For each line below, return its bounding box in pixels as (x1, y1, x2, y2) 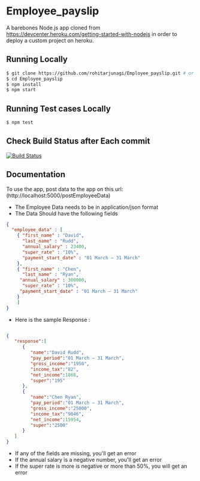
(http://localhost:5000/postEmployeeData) (6, 192, 111, 199)
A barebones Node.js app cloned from (6, 24, 101, 31)
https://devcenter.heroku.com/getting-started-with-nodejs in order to (6, 30, 178, 37)
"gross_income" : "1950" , (30, 360, 90, 367)
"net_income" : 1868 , (30, 372, 79, 378)
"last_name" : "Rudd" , (22, 238, 79, 244)
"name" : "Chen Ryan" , (30, 395, 82, 401)
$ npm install (6, 81, 42, 88)
